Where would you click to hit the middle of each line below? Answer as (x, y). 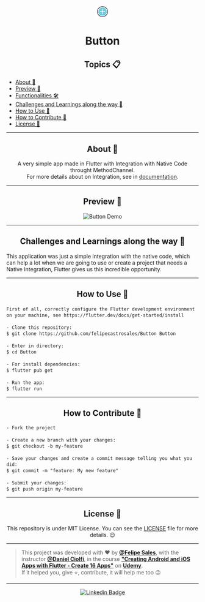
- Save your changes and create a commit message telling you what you (99, 459)
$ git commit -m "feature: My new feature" (63, 471)
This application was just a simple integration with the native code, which (98, 256)
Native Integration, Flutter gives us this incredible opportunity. (84, 269)
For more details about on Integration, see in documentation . (103, 177)
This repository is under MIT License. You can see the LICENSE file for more (103, 529)
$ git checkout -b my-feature (45, 446)
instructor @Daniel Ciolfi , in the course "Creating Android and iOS (106, 559)
